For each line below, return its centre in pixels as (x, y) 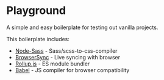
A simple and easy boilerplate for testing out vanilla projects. (82, 27)
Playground (36, 11)
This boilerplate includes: (38, 39)
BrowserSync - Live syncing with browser (68, 57)
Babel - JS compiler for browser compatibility (72, 70)
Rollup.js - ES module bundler (52, 64)
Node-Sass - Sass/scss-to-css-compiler (66, 51)
